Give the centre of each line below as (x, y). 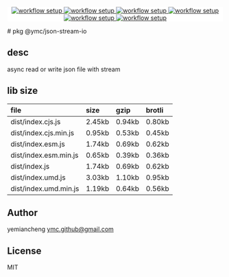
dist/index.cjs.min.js (42, 132)
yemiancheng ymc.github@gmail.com (61, 229)
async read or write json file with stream (64, 69)
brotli (155, 110)
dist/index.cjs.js (36, 121)
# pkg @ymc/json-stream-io (47, 31)
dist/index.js (30, 166)
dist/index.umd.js (38, 177)
